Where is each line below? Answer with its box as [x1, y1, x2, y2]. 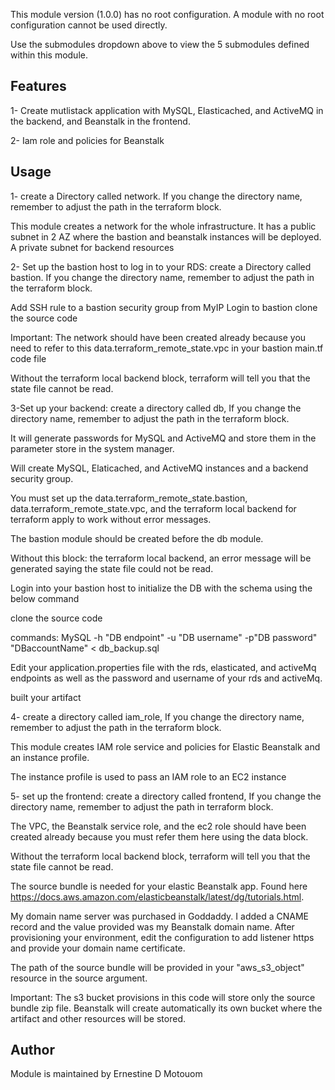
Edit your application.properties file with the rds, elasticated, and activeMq [10, 661, 317, 673]
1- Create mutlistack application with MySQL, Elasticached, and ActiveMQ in [10, 104, 324, 116]
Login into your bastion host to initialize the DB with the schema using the [10, 582, 313, 594]
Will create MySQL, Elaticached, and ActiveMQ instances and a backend [10, 462, 309, 474]
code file [10, 352, 47, 364]
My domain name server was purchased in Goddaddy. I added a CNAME [10, 910, 309, 922]
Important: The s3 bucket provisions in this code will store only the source [10, 991, 316, 1003]
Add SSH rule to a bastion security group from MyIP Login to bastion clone [10, 301, 318, 313]
